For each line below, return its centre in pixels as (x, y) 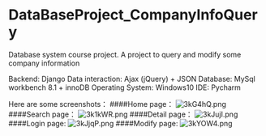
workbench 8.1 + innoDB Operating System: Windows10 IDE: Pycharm (125, 87)
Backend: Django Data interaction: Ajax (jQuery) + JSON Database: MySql (132, 79)
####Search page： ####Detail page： (101, 114)
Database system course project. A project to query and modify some (125, 54)
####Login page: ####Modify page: (93, 123)
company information (44, 63)
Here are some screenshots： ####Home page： (91, 104)
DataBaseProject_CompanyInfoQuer (133, 15)
